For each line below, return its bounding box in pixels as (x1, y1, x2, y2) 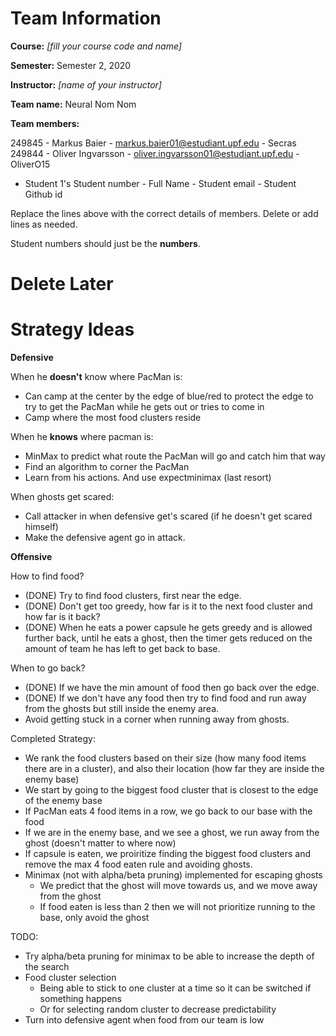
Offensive (10, 551, 53, 563)
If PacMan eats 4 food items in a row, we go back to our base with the (24, 805, 313, 817)
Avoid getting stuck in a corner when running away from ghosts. (24, 713, 290, 726)
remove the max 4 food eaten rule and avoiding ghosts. (24, 858, 253, 871)
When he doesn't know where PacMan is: (10, 371, 183, 383)
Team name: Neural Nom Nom (10, 98, 137, 110)
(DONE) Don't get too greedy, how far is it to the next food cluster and (24, 600, 313, 612)
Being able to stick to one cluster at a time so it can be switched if (39, 982, 312, 994)
